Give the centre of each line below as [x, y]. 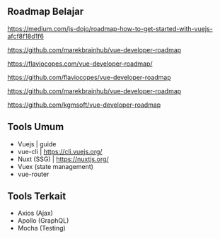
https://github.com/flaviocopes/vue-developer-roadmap [89, 77]
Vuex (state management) [56, 166]
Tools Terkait [37, 196]
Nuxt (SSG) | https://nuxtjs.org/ [63, 159]
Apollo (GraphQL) [43, 221]
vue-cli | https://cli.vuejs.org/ [60, 151]
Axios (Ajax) [35, 213]
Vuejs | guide [37, 144]
